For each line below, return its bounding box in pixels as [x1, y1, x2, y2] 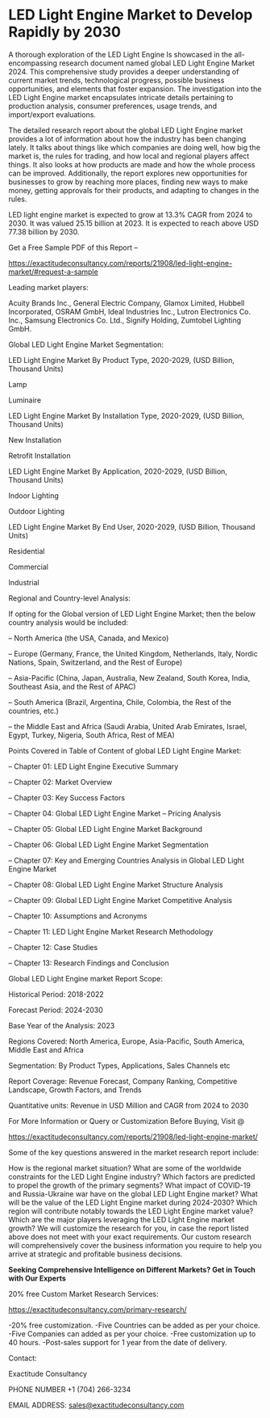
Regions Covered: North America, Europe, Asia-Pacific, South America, [8, 1036, 245, 1046]
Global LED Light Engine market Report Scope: [8, 973, 163, 983]
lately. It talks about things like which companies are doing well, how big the [8, 142, 260, 152]
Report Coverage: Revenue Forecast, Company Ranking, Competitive [8, 1076, 238, 1086]
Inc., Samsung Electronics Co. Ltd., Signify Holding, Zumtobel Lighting [8, 315, 242, 325]
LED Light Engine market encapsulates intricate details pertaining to [8, 92, 234, 102]
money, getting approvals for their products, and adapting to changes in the [8, 185, 260, 195]
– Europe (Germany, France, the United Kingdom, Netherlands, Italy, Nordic [8, 648, 258, 658]
